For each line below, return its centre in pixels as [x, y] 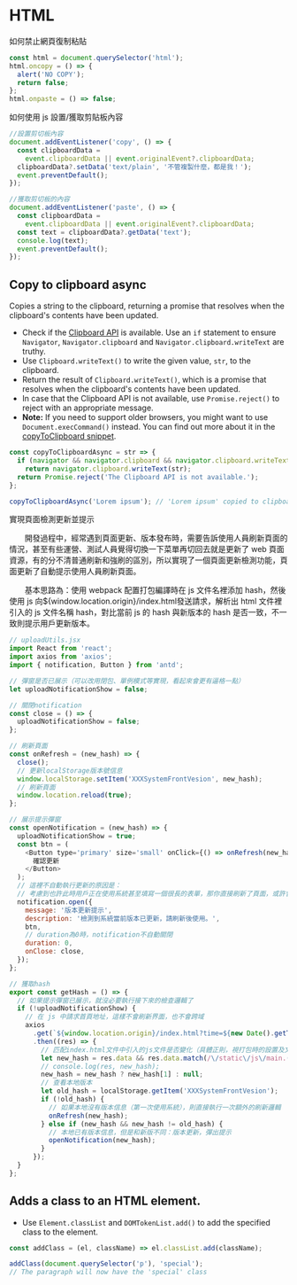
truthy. [34, 352]
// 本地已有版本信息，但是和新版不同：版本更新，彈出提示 [140, 1132]
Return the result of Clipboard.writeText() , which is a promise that [144, 380]
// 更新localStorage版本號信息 [70, 771]
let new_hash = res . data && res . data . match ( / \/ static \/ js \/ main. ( [166, 1058]
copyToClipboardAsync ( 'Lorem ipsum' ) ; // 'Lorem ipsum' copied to [134, 502]
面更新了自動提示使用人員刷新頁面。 [75, 572]
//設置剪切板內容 [36, 134]
